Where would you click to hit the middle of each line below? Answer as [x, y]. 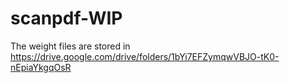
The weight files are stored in [70, 46]
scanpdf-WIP [66, 18]
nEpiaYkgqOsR [41, 67]
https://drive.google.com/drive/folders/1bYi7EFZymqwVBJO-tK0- [145, 56]
